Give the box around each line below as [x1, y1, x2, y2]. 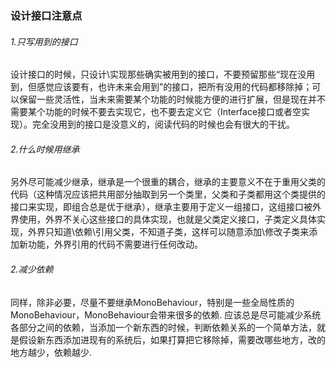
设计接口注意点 [10, 8, 83, 22]
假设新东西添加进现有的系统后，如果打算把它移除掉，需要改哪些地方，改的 [18, 333, 326, 346]
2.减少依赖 [10, 263, 54, 275]
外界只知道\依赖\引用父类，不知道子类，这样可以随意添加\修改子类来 [27, 226, 310, 238]
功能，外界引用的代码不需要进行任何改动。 [27, 238, 203, 251]
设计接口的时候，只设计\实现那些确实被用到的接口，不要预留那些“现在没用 [10, 68, 316, 81]
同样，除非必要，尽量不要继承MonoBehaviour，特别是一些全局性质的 [10, 296, 295, 308]
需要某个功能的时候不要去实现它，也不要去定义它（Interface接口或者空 [10, 106, 302, 118]
